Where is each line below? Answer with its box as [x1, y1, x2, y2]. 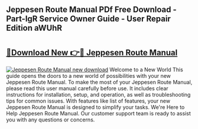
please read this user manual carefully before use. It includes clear [6, 85, 168, 92]
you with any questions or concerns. [6, 116, 95, 123]
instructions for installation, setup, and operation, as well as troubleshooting [6, 91, 191, 98]
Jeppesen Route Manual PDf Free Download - [6, 5, 177, 15]
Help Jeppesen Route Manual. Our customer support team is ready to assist [6, 110, 191, 117]
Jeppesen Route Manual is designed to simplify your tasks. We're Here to [6, 104, 185, 111]
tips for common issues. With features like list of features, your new [6, 97, 170, 104]
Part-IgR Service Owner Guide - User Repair [6, 14, 171, 24]
